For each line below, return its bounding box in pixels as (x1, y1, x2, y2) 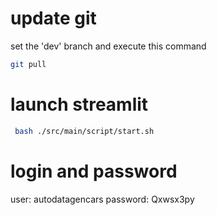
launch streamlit (10, 93, 149, 116)
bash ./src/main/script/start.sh (14, 126, 155, 136)
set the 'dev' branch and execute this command (10, 40, 207, 52)
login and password (10, 160, 178, 182)
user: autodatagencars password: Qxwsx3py (10, 193, 195, 205)
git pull (10, 59, 47, 69)
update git (10, 7, 97, 30)
